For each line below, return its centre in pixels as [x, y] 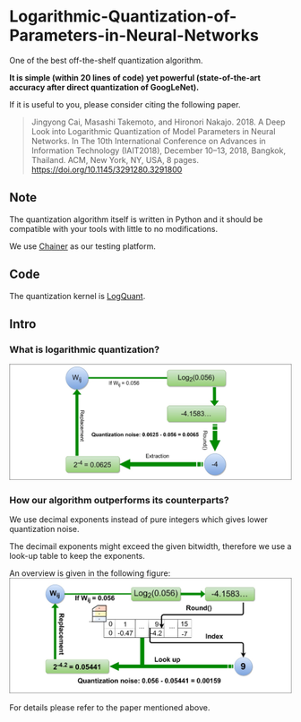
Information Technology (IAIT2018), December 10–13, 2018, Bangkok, [159, 150]
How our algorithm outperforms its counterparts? [120, 500]
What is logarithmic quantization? [84, 349]
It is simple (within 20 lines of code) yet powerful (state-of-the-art [135, 77]
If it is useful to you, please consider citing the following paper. [125, 104]
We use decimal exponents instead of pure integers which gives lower [139, 519]
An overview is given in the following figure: [90, 573]
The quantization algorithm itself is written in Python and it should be [136, 219]
